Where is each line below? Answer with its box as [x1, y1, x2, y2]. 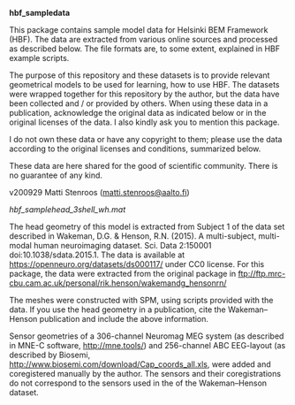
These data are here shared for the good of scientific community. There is [9, 161, 278, 171]
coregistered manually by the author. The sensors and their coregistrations [9, 369, 281, 378]
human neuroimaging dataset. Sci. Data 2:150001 [34, 241, 212, 250]
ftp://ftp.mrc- [238, 269, 286, 279]
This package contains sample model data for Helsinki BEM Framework [9, 25, 269, 34]
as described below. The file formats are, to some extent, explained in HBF [9, 43, 281, 54]
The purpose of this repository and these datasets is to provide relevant [9, 70, 270, 80]
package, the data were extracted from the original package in [9, 269, 237, 279]
